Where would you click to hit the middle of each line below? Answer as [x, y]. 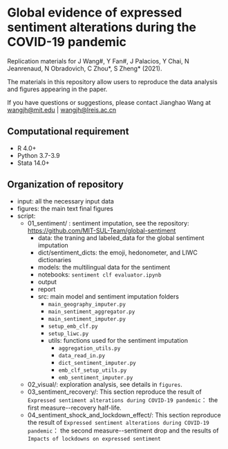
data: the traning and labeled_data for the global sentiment [121, 238]
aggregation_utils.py [89, 348]
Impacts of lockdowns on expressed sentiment [94, 439]
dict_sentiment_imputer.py [97, 363]
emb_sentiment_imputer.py [96, 377]
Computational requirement [68, 131]
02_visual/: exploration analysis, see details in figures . [105, 384]
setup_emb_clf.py [73, 326]
